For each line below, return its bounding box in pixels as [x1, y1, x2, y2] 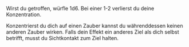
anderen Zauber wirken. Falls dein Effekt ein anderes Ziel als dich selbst [6, 28, 180, 35]
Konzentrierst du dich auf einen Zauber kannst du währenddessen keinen [6, 23, 183, 29]
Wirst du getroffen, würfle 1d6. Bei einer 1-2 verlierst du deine [6, 5, 154, 12]
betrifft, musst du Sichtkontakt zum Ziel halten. [6, 35, 119, 41]
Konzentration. [6, 11, 42, 18]
